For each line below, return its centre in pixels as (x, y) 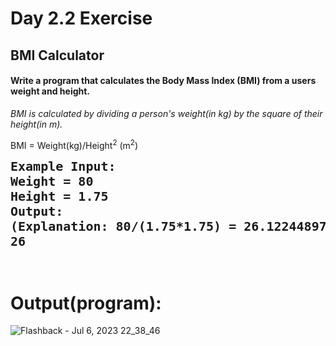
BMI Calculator (57, 55)
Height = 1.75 (59, 196)
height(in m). (36, 124)
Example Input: (63, 166)
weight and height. (50, 91)
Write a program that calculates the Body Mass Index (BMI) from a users (163, 81)
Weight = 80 (52, 181)
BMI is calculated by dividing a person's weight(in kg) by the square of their (166, 113)
